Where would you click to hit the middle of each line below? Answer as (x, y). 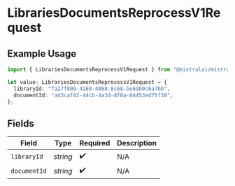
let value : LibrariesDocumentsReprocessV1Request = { (87, 82)
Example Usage (42, 53)
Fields (21, 123)
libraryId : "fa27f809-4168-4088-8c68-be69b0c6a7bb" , (92, 89)
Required (95, 143)
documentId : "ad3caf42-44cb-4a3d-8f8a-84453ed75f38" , (93, 95)
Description (137, 143)
